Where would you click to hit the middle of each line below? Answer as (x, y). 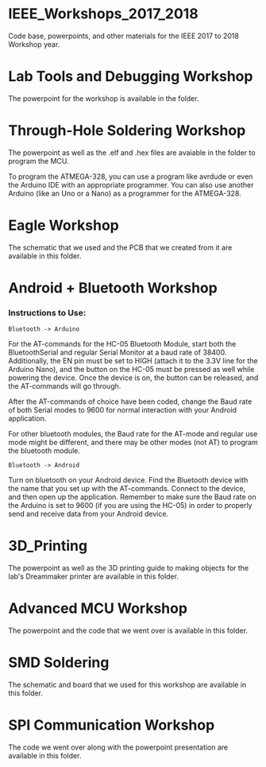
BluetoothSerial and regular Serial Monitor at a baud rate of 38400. (118, 353)
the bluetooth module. (44, 451)
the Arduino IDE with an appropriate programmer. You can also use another (131, 184)
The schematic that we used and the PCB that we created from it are (120, 247)
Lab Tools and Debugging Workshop (131, 77)
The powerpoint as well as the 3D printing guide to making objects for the (129, 568)
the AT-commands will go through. (65, 386)
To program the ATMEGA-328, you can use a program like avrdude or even (131, 176)
